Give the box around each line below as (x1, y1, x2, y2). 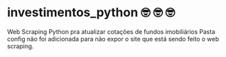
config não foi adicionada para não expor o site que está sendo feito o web (7, 35, 220, 43)
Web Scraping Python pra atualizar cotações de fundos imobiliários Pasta (7, 27, 216, 35)
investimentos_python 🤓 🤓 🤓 (7, 5, 175, 20)
